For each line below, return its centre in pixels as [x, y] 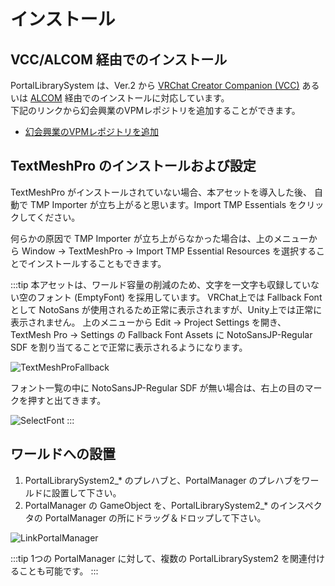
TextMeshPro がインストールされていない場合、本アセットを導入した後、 [161, 192]
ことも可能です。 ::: [58, 571]
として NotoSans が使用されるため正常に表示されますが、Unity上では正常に [166, 309]
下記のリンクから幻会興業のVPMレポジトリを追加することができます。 [155, 110]
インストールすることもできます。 [97, 263]
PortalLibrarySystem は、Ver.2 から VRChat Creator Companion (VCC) [155, 85]
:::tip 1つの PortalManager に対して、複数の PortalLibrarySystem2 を [150, 558]
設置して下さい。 [86, 492]
